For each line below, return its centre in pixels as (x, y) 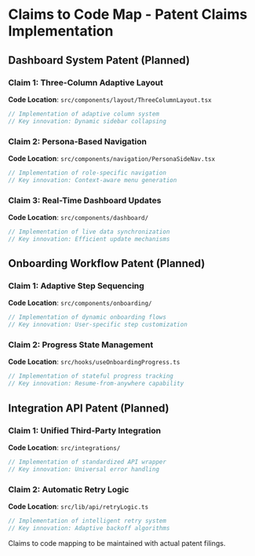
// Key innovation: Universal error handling (84, 469)
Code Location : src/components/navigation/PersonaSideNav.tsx (112, 158)
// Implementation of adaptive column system (84, 114)
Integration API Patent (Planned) (89, 408)
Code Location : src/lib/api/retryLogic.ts (78, 506)
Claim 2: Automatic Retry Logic (69, 489)
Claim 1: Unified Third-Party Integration (85, 430)
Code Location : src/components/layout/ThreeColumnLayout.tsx (110, 99)
